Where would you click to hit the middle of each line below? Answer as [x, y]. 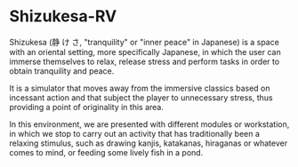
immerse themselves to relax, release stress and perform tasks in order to [145, 61]
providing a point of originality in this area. [87, 107]
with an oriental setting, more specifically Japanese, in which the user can [145, 52]
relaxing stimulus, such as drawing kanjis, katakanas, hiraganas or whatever [148, 143]
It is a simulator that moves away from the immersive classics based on [140, 88]
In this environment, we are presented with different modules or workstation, [149, 124]
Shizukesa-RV [63, 16]
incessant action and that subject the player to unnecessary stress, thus [141, 97]
